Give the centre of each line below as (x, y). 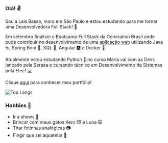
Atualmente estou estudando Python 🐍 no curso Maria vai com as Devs (80, 60)
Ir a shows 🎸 (26, 117)
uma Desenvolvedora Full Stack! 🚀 (41, 27)
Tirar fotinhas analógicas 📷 (42, 128)
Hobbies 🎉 (18, 105)
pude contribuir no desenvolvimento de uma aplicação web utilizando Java (84, 42)
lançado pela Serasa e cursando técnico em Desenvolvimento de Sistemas (84, 65)
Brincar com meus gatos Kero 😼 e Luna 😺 (58, 122)
